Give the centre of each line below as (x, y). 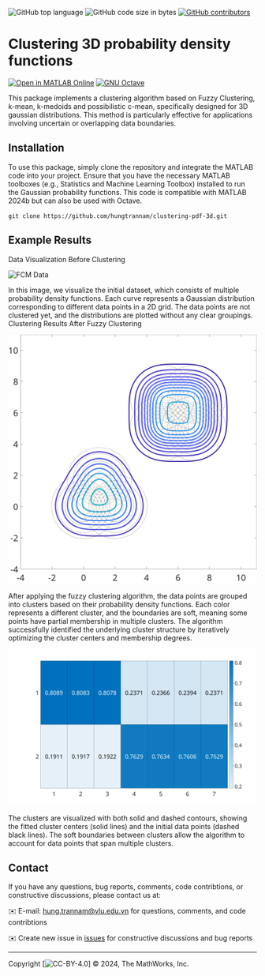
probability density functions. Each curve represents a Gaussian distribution (131, 298)
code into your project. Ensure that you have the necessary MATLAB (119, 175)
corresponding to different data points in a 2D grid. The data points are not (129, 306)
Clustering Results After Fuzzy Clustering (75, 323)
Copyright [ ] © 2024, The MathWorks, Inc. (99, 964)
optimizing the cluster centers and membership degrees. (100, 638)
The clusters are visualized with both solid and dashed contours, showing (128, 818)
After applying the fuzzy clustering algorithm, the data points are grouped (128, 595)
